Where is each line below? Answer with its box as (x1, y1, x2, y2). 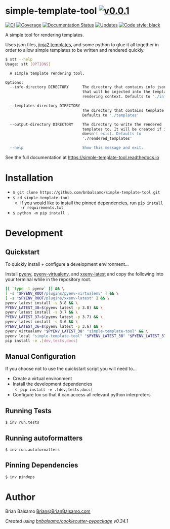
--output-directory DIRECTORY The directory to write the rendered (10, 122, 162, 127)
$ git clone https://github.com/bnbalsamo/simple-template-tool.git (12, 190, 160, 195)
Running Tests (5, 407, 52, 415)
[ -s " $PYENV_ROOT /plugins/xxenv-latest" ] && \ (5, 295, 110, 301)
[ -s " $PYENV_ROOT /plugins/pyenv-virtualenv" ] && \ (5, 291, 119, 296)
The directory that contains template (82, 108, 164, 113)
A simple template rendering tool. (10, 71, 85, 76)
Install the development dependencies (12, 381, 93, 387)
